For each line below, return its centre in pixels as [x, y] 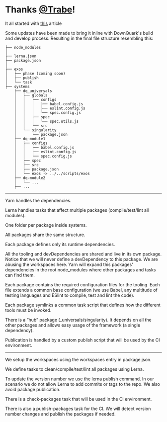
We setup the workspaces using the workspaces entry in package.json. [78, 359]
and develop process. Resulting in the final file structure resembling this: [79, 38]
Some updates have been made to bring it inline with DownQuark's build [79, 33]
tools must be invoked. [28, 310]
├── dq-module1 [30, 139]
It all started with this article [34, 23]
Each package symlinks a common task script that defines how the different [83, 305]
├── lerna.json [21, 56]
